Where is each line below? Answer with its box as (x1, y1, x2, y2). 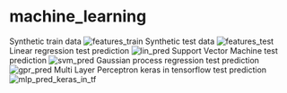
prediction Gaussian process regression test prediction (9, 55, 260, 65)
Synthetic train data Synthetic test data (9, 36, 215, 46)
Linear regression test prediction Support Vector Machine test (9, 45, 278, 55)
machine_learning (9, 6, 147, 27)
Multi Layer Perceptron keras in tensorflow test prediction (53, 64, 267, 75)
